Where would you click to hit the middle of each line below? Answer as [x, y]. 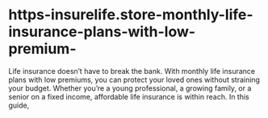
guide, [19, 105]
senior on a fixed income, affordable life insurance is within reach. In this [129, 96]
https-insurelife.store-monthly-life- [131, 15]
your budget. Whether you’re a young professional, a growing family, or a [130, 88]
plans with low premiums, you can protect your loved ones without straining [134, 79]
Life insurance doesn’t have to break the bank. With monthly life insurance [132, 71]
